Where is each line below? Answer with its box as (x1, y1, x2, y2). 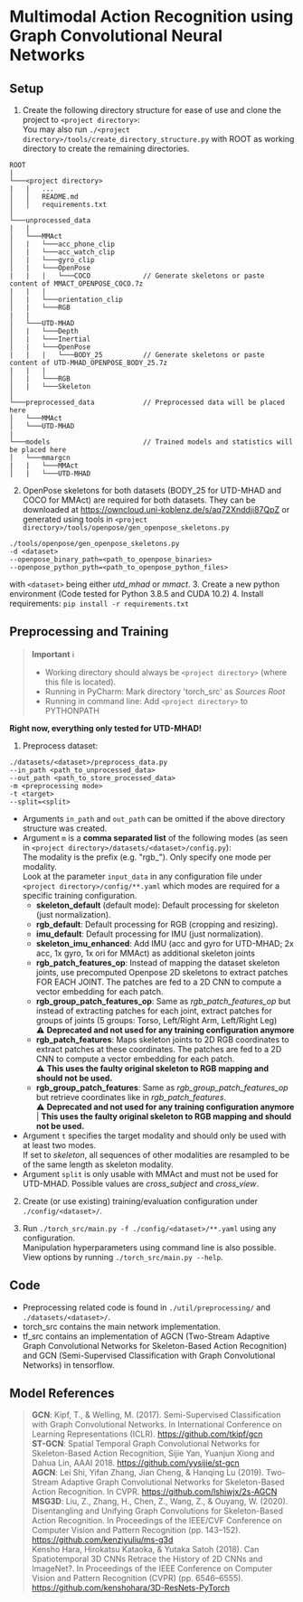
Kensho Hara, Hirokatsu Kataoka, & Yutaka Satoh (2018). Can (31, 1544, 260, 1555)
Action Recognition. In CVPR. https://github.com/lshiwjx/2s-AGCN (31, 1486, 278, 1497)
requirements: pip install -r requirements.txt (9, 598, 190, 608)
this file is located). (44, 676, 117, 687)
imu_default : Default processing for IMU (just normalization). (35, 928, 264, 939)
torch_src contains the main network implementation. (22, 1321, 222, 1332)
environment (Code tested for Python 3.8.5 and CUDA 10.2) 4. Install (9, 589, 264, 598)
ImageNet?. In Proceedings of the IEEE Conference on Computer (31, 1563, 273, 1574)
